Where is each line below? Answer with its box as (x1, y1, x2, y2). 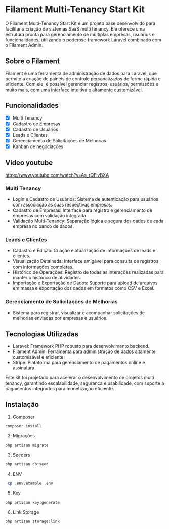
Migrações (12, 433, 35, 439)
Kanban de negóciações (12, 143, 64, 150)
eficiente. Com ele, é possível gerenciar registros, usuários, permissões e (5, 81, 158, 87)
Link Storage (12, 509, 39, 515)
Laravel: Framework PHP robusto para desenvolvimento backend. (12, 343, 150, 349)
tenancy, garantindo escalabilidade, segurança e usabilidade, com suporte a (5, 380, 164, 386)
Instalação (5, 400, 39, 409)
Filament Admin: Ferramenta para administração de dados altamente (12, 348, 156, 355)
